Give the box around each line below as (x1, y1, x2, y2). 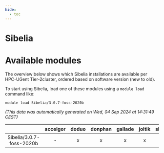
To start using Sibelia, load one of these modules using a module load (5, 86, 144, 92)
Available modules (5, 55, 82, 66)
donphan (90, 125, 112, 132)
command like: (5, 91, 35, 96)
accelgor (44, 125, 66, 132)
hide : (5, 7, 16, 12)
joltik (139, 125, 151, 132)
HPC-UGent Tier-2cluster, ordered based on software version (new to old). (5, 76, 155, 82)
